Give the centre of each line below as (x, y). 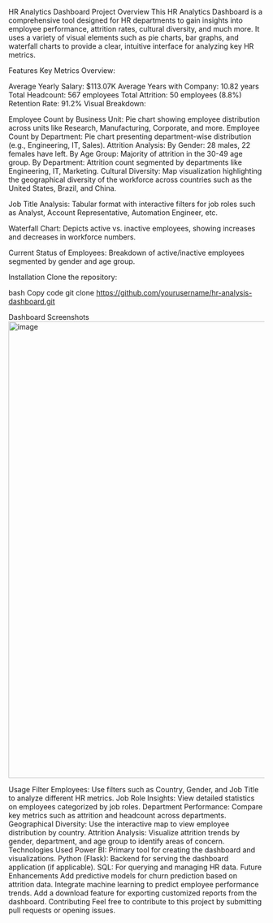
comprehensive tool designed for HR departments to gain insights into (126, 20)
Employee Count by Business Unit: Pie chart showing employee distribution (134, 119)
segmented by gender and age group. (72, 261)
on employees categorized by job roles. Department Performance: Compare (136, 807)
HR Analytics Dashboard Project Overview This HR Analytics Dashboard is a (135, 12)
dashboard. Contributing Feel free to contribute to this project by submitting (135, 901)
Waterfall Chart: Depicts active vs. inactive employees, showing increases (132, 228)
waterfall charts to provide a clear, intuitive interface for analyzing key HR (131, 46)
